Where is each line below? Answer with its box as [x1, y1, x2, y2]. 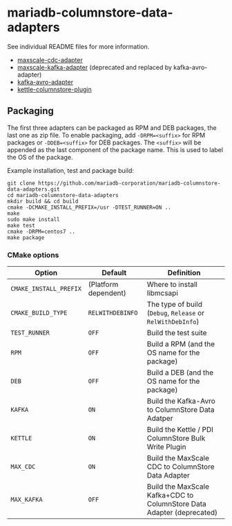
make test [7, 222, 36, 229]
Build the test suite [146, 328, 207, 338]
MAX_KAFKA [10, 496, 43, 504]
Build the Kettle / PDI [146, 425, 214, 435]
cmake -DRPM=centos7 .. [7, 228, 76, 235]
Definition [167, 268, 201, 278]
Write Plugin [146, 442, 186, 452]
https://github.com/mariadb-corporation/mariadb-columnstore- [37, 180, 221, 187]
